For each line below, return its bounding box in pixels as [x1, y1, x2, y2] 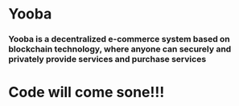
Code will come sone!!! [8, 84, 165, 101]
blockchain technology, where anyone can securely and [8, 43, 232, 55]
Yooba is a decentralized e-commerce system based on [8, 34, 231, 45]
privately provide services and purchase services [8, 54, 207, 65]
